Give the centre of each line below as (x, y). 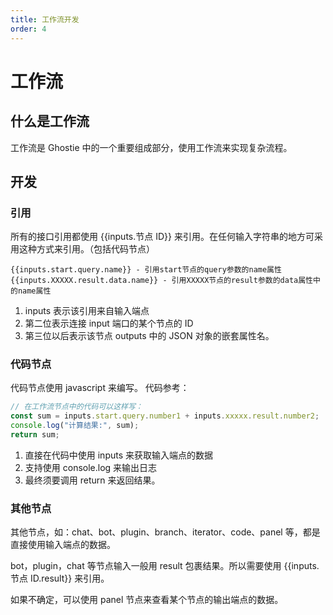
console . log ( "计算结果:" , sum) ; (75, 426)
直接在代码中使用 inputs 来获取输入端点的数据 (119, 455)
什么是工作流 (50, 121)
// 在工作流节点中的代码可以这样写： (76, 407)
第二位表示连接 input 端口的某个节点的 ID (109, 323)
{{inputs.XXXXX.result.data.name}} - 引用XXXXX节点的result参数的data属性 (162, 281)
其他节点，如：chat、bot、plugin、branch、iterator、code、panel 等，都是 (165, 532)
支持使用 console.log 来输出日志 (91, 467)
